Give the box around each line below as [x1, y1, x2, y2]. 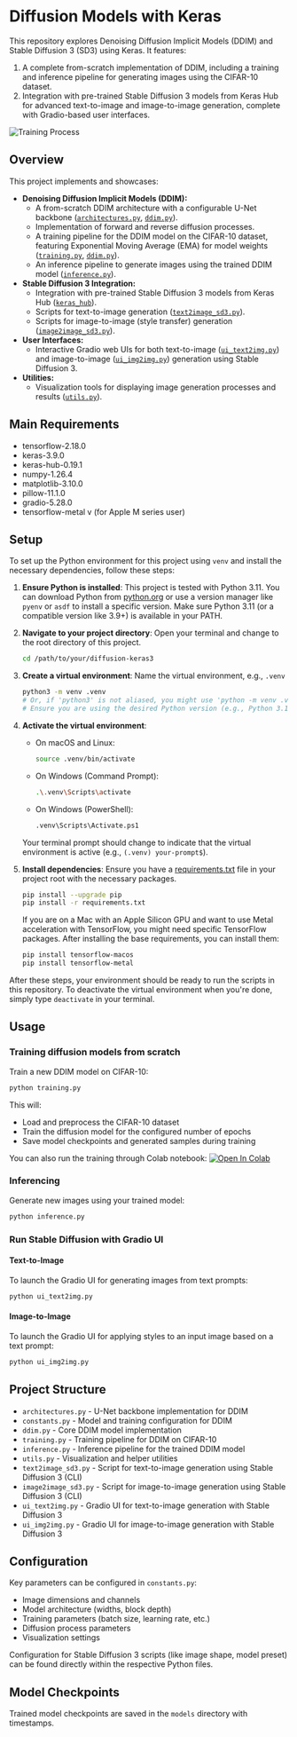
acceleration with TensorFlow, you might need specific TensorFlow [21, 924, 267, 935]
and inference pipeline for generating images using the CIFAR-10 [21, 71, 259, 82]
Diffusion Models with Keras [9, 6, 222, 27]
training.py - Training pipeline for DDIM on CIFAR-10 [21, 1433, 217, 1444]
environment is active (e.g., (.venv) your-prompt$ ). [21, 846, 208, 857]
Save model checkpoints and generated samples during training [21, 1135, 256, 1146]
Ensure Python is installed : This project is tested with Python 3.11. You [21, 582, 280, 593]
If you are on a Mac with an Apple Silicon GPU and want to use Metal [21, 914, 274, 925]
